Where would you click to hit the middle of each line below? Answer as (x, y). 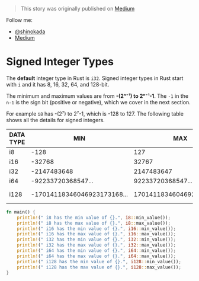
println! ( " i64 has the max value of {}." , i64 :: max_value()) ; (97, 256)
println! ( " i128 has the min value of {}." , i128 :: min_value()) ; (99, 261)
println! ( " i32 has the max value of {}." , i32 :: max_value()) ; (97, 245)
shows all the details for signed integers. (55, 120)
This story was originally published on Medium (78, 9)
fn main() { (21, 212)
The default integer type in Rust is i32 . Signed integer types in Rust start (95, 78)
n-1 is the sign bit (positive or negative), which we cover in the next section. (98, 102)
